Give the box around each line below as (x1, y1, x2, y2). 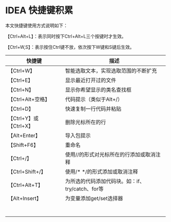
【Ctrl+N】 (8, 86, 34, 93)
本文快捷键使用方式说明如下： (5, 22, 68, 28)
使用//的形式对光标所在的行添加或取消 (65, 151, 156, 158)
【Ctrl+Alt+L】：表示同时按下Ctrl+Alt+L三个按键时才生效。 (5, 33, 126, 39)
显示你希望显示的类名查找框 (65, 86, 132, 93)
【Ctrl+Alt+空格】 (8, 96, 50, 103)
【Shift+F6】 (8, 141, 39, 148)
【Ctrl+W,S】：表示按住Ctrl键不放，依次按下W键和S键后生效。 (5, 44, 135, 50)
